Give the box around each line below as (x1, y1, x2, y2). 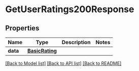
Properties (5, 24, 40, 32)
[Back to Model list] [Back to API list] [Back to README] (5, 60, 122, 66)
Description (61, 39, 91, 46)
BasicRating (27, 47, 57, 54)
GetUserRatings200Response (5, 4, 134, 15)
